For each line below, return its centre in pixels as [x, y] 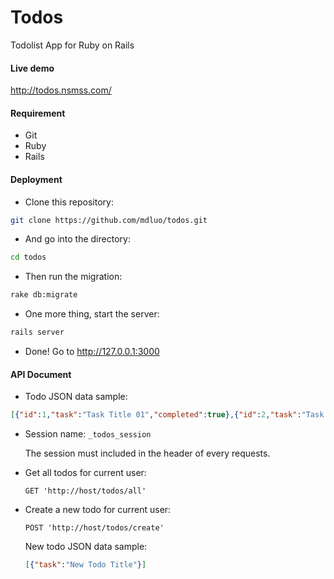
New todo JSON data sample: [86, 547]
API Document [41, 374]
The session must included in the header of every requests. [147, 453]
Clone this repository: [69, 202]
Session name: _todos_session [88, 434]
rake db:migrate [44, 295]
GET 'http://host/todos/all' [85, 491]
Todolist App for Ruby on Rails [72, 45]
